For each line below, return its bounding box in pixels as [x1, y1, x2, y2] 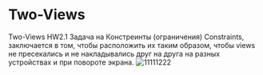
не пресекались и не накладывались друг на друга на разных [8, 49, 221, 58]
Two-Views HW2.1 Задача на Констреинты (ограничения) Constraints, [8, 32, 245, 41]
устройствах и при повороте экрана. [8, 57, 134, 67]
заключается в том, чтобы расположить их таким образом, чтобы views [8, 40, 256, 49]
